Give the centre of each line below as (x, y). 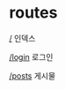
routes (33, 13)
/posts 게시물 (32, 75)
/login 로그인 (31, 56)
